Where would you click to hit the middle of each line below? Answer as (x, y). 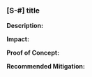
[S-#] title (23, 10)
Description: (25, 26)
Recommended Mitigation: (46, 66)
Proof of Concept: (33, 53)
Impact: (18, 39)
